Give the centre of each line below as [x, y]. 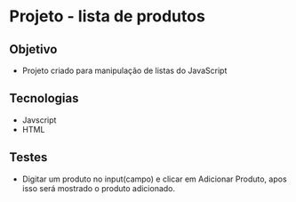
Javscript [39, 120]
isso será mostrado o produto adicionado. [99, 188]
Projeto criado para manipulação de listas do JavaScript [124, 70]
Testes [28, 158]
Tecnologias [44, 98]
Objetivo [33, 49]
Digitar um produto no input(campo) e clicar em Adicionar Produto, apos [154, 179]
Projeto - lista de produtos [108, 16]
